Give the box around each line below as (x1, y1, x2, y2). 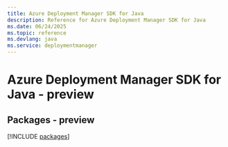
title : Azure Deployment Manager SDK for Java (7, 10, 144, 17)
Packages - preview (7, 114, 95, 126)
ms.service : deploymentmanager (7, 42, 98, 49)
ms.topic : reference (7, 29, 67, 37)
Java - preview (7, 87, 95, 102)
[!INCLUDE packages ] (7, 133, 70, 140)
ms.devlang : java (7, 36, 58, 43)
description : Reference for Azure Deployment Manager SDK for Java (7, 17, 207, 23)
